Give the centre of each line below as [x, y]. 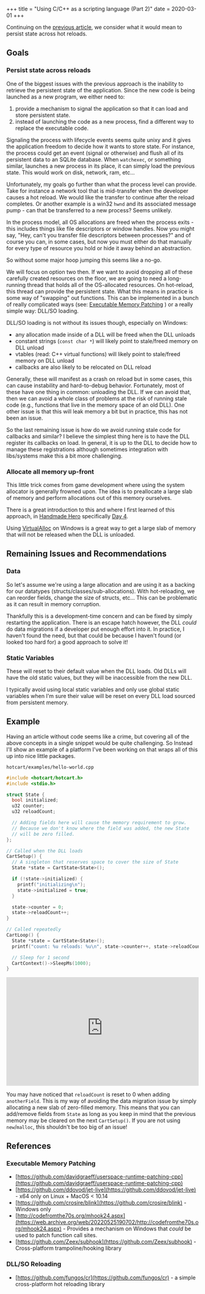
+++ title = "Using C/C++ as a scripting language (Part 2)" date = [88, 9]
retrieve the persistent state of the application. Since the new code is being [101, 90]
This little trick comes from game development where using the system [95, 485]
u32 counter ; [28, 806]
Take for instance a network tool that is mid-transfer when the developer [98, 191]
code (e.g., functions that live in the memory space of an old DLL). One [95, 405]
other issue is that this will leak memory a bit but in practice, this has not [97, 411]
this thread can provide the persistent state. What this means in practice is [100, 291]
